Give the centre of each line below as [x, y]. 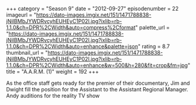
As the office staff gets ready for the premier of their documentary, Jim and [98, 83]
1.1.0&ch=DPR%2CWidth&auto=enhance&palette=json [72, 46]
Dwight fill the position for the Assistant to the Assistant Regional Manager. [97, 89]
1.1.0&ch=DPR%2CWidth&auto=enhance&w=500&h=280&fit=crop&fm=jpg [97, 65]
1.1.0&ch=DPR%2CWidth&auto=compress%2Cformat [71, 27]
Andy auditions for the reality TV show [53, 96]
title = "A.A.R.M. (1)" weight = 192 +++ [53, 71]
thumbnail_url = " [27, 52]
